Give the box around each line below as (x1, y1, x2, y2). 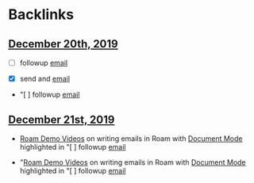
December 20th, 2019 (8, 37, 118, 51)
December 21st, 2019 (8, 112, 115, 126)
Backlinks (8, 6, 75, 24)
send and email (19, 74, 70, 84)
